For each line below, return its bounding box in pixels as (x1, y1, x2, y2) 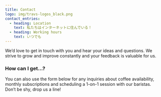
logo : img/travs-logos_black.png (5, 12, 73, 17)
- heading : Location (9, 20, 51, 26)
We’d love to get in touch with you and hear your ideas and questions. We (5, 47, 152, 54)
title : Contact (5, 7, 36, 12)
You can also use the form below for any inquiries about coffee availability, (5, 76, 155, 82)
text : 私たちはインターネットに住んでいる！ (14, 25, 92, 30)
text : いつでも (14, 35, 42, 39)
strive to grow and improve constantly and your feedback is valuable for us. (5, 53, 157, 58)
